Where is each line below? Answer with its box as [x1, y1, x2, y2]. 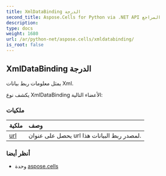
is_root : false [6, 42, 44, 48]
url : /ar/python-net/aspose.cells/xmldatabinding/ [6, 36, 134, 42]
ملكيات [6, 106, 25, 114]
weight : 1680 [6, 31, 39, 37]
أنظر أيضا [6, 149, 30, 158]
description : [6, 20, 39, 26]
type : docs [6, 25, 33, 32]
